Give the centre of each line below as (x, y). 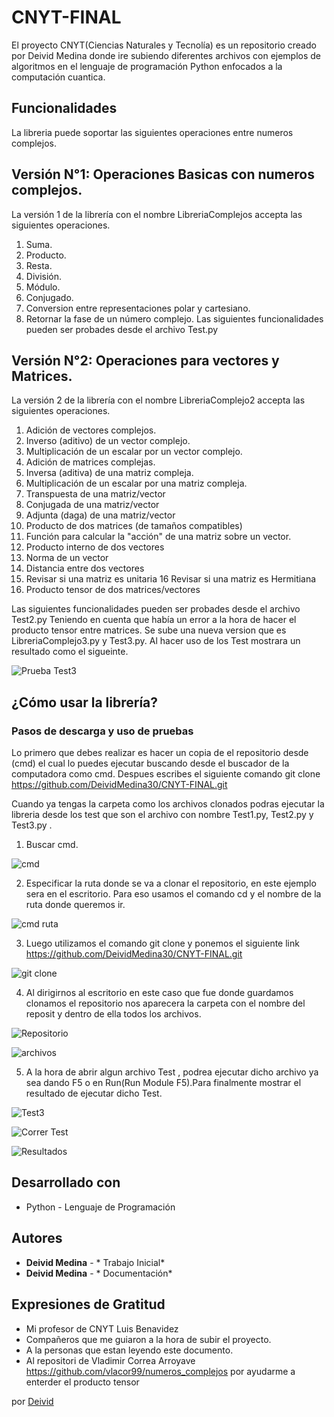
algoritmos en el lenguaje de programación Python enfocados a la (147, 66)
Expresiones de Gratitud (88, 1304)
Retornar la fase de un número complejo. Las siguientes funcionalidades (174, 318)
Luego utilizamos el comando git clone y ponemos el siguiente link (162, 943)
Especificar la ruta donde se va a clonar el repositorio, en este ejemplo (171, 883)
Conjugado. (49, 297)
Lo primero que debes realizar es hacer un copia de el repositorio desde (160, 753)
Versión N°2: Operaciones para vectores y (145, 360)
